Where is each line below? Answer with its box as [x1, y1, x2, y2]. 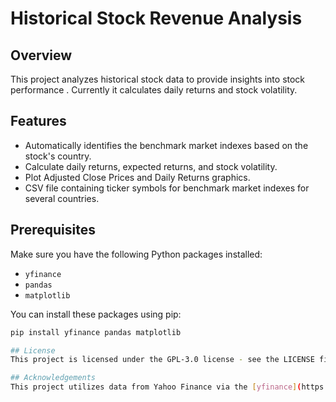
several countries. [24, 192, 100, 204]
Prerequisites [10, 222, 96, 239]
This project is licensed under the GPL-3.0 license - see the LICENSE [10, 355, 315, 365]
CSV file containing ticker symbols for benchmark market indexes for [24, 182, 310, 194]
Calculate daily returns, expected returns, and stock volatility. [24, 160, 278, 172]
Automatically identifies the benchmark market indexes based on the [24, 139, 309, 151]
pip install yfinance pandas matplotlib [10, 327, 182, 337]
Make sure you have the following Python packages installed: [10, 248, 263, 260]
